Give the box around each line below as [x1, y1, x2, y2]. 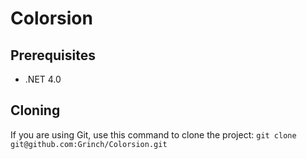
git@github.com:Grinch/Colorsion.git [10, 139, 168, 149]
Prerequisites [10, 47, 96, 64]
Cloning [10, 102, 61, 119]
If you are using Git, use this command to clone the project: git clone [10, 128, 297, 141]
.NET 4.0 [24, 73, 62, 85]
